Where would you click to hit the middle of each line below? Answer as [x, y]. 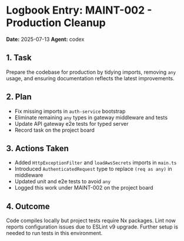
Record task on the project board [55, 130]
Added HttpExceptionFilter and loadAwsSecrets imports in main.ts [96, 162]
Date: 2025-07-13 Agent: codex [45, 39]
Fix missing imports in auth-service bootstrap [70, 111]
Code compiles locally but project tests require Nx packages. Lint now [91, 221]
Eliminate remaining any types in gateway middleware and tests [91, 117]
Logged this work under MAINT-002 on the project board [84, 188]
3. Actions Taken [38, 148]
